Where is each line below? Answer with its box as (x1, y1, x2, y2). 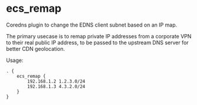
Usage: (6, 57, 24, 64)
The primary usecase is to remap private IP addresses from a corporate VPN (6, 32, 192, 40)
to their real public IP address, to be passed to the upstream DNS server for (6, 39, 189, 46)
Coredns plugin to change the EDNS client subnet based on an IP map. (6, 21, 178, 28)
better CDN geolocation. (6, 45, 65, 52)
